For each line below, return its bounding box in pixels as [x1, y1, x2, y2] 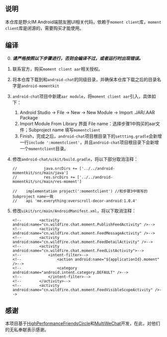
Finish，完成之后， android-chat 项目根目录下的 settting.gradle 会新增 [19, 133, 162, 139]
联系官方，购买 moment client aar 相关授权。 [12, 66, 103, 72]
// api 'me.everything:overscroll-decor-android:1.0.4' [12, 198, 138, 203]
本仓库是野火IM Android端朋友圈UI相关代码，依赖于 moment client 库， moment [5, 19, 162, 25]
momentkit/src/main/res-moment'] [12, 179, 82, 184]
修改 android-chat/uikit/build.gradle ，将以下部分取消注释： [12, 156, 138, 162]
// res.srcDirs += [12, 175, 76, 180]
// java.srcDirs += [12, 166, 78, 171]
